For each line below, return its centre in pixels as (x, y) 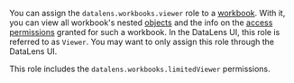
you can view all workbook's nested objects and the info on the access (141, 23)
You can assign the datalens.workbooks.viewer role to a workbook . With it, (147, 13)
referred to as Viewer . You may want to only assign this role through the (142, 41)
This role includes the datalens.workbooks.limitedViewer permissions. (140, 69)
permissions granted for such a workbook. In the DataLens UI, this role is (145, 32)
